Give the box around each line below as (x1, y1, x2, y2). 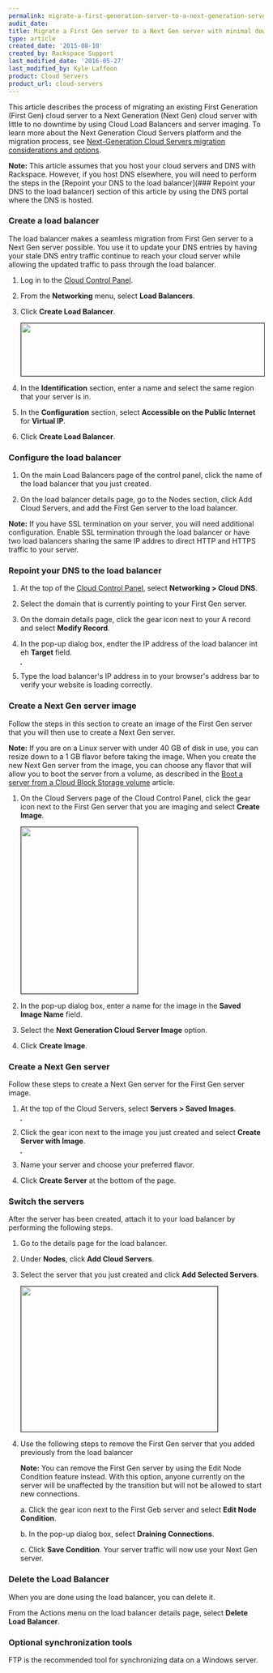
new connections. (19, 1489, 80, 1499)
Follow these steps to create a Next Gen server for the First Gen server (8, 1079, 245, 1089)
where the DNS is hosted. (8, 195, 94, 205)
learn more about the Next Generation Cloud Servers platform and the (8, 127, 241, 138)
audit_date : (8, 19, 49, 28)
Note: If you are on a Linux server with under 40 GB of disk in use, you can (8, 743, 258, 753)
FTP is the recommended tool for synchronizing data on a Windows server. (8, 1654, 258, 1665)
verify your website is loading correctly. (19, 680, 152, 689)
